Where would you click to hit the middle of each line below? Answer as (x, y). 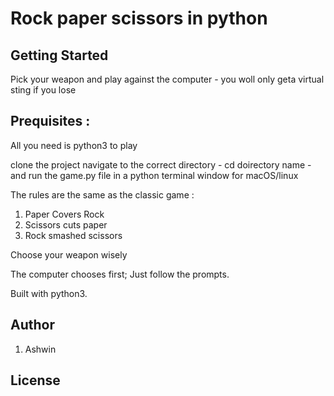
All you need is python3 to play (74, 145)
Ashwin (40, 349)
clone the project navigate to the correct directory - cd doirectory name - (161, 164)
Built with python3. (49, 293)
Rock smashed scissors (73, 235)
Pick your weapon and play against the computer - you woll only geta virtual (167, 79)
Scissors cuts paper (66, 224)
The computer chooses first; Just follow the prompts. (120, 274)
